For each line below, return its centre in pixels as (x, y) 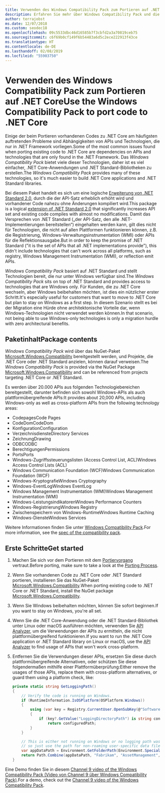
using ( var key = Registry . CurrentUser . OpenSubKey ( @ (85, 710)
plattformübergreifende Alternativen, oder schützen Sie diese (74, 661)
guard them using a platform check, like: (53, 677)
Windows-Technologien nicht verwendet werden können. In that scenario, (80, 313)
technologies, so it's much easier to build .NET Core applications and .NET (81, 178)
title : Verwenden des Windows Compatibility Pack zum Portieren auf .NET (82, 10)
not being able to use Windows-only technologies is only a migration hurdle (82, 318)
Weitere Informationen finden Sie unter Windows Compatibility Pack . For (78, 528)
